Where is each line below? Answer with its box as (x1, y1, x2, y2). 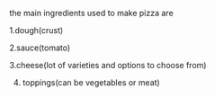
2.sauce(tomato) (9, 42, 71, 53)
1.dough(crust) (9, 25, 64, 35)
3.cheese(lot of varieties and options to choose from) (9, 60, 207, 70)
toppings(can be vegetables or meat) (22, 77, 160, 88)
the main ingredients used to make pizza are (9, 8, 174, 18)
